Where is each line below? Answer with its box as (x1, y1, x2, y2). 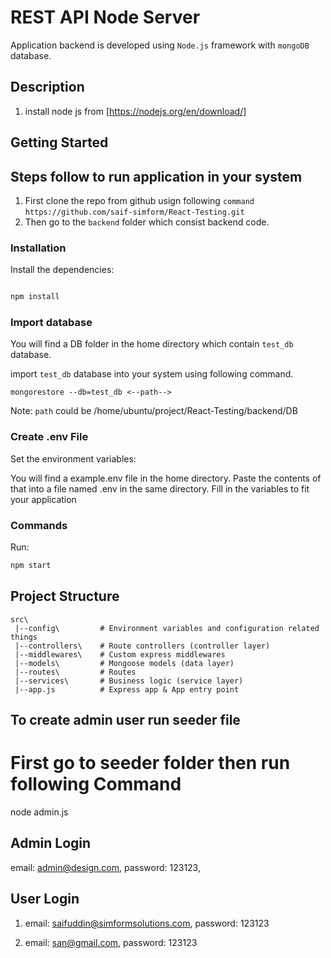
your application (10, 493, 77, 505)
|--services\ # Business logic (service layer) (14, 676, 244, 686)
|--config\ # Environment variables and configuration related (14, 623, 320, 633)
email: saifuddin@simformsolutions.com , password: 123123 (24, 917, 270, 929)
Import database (10, 316, 93, 330)
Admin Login (10, 835, 92, 852)
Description (10, 79, 85, 96)
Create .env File (10, 430, 89, 444)
